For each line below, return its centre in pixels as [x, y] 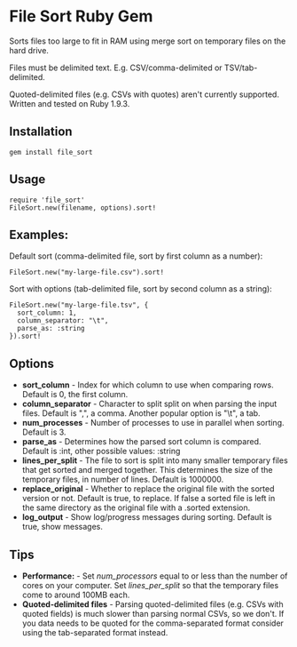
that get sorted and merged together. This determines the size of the [147, 470]
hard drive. [29, 50]
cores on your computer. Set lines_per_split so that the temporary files [150, 585]
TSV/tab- [241, 68]
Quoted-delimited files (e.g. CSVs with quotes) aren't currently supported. [144, 94]
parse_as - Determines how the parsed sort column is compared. [141, 442]
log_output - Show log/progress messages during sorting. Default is [147, 517]
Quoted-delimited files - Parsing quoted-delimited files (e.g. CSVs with [152, 604]
